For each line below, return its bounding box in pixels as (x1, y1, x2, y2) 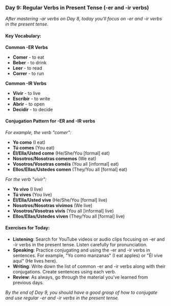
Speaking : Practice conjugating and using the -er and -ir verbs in (12, 247, 151, 253)
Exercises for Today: (5, 225, 50, 231)
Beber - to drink (12, 59, 47, 65)
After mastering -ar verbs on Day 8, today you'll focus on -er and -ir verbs (5, 16, 162, 22)
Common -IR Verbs (5, 80, 47, 86)
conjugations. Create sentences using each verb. (12, 268, 116, 274)
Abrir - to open (12, 101, 45, 107)
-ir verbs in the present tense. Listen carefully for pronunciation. (12, 241, 148, 247)
